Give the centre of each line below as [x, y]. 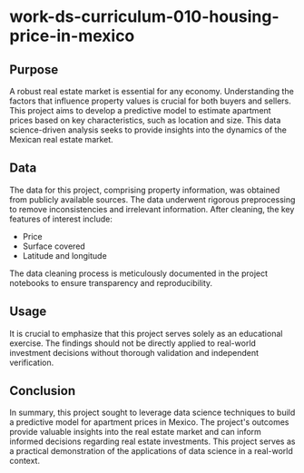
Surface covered [54, 246]
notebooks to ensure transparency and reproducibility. [111, 282]
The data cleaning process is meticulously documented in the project [139, 273]
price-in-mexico [72, 36]
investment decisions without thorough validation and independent [134, 352]
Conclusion [43, 391]
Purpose [34, 69]
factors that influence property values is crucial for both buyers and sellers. [151, 101]
